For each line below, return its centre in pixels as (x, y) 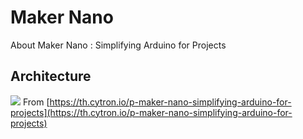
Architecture (51, 76)
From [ (36, 102)
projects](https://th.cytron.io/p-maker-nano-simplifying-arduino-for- (151, 112)
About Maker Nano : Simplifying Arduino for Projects (118, 45)
